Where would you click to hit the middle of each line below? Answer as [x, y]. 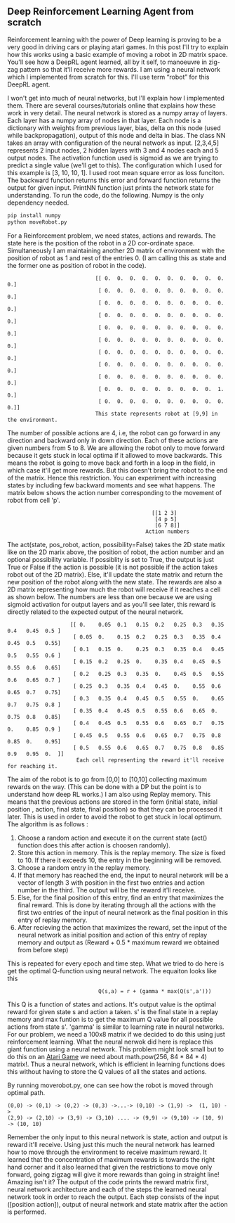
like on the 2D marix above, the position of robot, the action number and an [116, 552]
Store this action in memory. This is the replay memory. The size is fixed [121, 852]
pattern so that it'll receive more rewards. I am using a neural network [120, 69]
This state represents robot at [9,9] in [156, 414]
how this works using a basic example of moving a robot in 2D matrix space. [117, 54]
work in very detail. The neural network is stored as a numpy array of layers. [117, 113]
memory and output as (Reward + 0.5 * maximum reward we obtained [118, 942]
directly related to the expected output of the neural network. [95, 612]
